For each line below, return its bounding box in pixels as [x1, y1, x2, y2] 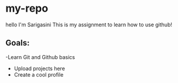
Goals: [5, 38, 30, 48]
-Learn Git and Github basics [5, 53, 76, 60]
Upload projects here [13, 65, 66, 72]
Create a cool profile [13, 71, 64, 78]
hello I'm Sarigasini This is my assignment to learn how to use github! [5, 21, 172, 28]
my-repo [5, 2, 49, 15]
